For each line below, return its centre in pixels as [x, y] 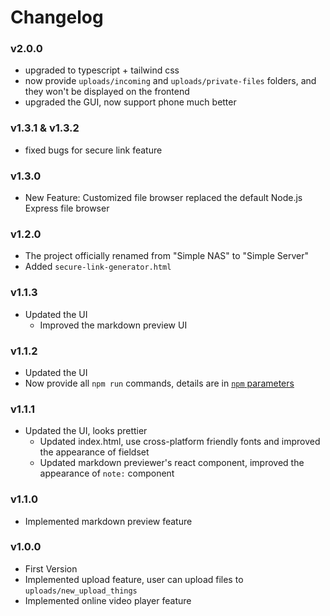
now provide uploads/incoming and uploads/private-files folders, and [170, 81]
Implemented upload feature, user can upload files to [134, 579]
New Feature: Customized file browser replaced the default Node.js [163, 198]
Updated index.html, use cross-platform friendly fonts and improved [180, 442]
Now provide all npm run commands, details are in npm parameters [159, 383]
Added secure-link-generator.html [98, 267]
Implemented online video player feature [108, 600]
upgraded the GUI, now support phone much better [130, 102]
